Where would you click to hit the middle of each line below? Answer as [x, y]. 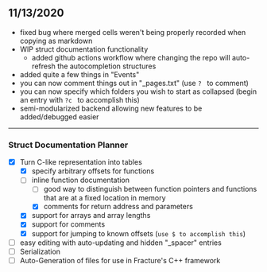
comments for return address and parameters [118, 207]
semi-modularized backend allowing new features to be [111, 108]
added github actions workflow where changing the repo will [131, 57]
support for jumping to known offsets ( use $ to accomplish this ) [139, 233]
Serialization [40, 251]
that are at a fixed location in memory [104, 198]
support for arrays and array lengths [91, 216]
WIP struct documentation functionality [84, 49]
